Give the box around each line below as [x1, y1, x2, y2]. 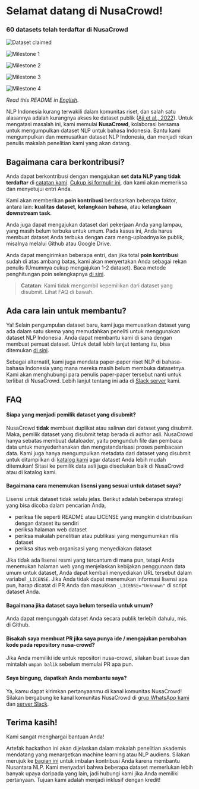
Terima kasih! [6, 717, 58, 727]
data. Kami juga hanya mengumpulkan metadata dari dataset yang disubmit [6, 449, 191, 456]
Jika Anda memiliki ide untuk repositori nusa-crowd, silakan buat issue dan [6, 655, 190, 662]
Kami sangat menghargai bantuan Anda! [6, 733, 105, 740]
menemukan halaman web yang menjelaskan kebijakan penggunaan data [6, 562, 185, 569]
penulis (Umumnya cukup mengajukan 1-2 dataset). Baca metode [6, 264, 166, 271]
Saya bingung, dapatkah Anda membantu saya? [6, 674, 127, 681]
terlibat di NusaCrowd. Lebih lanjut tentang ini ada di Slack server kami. [6, 377, 181, 384]
